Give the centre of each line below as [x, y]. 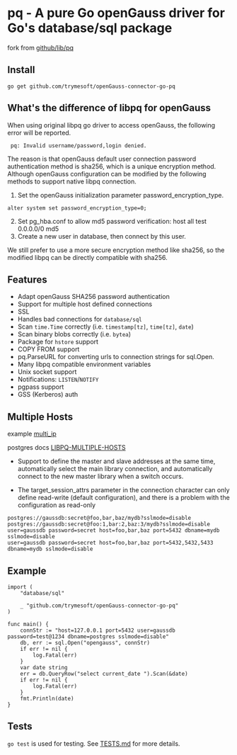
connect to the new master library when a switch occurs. [100, 477]
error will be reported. [39, 132]
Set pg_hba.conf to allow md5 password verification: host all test [112, 221]
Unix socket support [47, 372]
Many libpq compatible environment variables [84, 364]
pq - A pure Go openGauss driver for [116, 13]
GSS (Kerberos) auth [48, 394]
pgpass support [41, 387]
